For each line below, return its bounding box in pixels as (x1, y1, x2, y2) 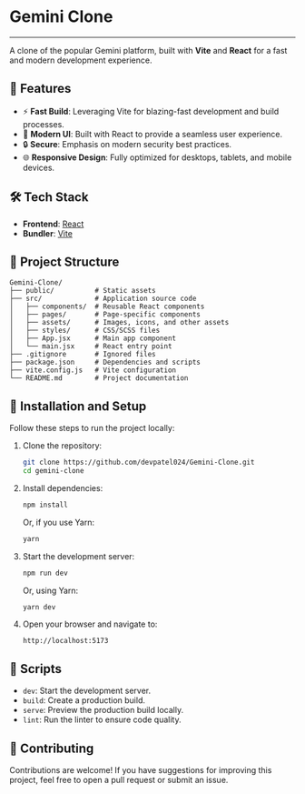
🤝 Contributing (9, 740, 94, 756)
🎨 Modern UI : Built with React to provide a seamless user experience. (22, 128, 283, 139)
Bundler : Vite (22, 227, 73, 238)
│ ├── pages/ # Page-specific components (9, 310, 202, 319)
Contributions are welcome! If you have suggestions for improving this (9, 765, 272, 776)
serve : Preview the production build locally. (22, 705, 184, 716)
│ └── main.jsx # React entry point (9, 342, 172, 351)
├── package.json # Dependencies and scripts (9, 357, 202, 367)
